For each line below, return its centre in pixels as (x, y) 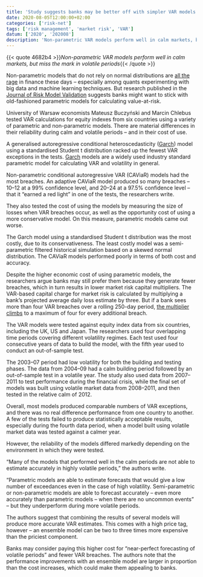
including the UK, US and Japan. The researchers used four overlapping (96, 331)
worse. (15, 225)
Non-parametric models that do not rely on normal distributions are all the (98, 75)
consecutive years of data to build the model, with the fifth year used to (95, 344)
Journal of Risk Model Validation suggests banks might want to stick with (97, 95)
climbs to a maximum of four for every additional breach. (77, 313)
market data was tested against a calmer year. (64, 432)
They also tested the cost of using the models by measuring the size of (95, 206)
